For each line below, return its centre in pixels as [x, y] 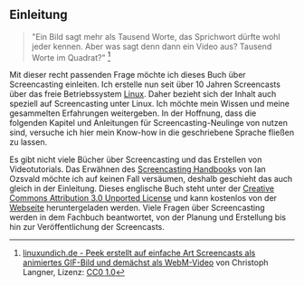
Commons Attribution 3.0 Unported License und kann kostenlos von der [143, 198]
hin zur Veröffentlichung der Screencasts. [87, 227]
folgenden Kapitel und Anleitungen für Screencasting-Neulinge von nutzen [148, 123]
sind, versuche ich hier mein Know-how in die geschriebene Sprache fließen [152, 133]
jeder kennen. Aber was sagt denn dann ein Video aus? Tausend [152, 46]
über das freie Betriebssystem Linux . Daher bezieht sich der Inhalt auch [143, 94]
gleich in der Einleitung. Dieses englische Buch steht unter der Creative [142, 188]
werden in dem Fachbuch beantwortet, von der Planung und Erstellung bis [148, 217]
